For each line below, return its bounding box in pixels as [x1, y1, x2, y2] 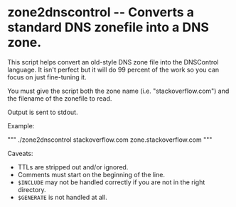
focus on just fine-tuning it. [7, 72, 87, 82]
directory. [17, 185, 46, 194]
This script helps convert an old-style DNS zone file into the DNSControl [7, 57, 219, 66]
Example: [7, 121, 35, 130]
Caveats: [7, 149, 33, 157]
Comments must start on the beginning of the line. [17, 170, 166, 179]
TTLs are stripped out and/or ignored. [17, 162, 129, 171]
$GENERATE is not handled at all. [17, 193, 108, 201]
